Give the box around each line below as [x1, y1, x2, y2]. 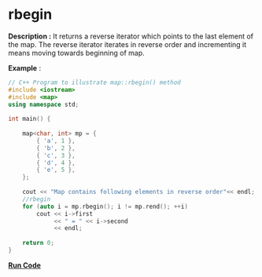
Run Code [8, 261, 42, 270]
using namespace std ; [8, 100, 79, 108]
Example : [8, 63, 42, 72]
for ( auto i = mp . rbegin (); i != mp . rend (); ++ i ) [22, 202, 189, 210]
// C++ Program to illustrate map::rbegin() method [8, 78, 181, 86]
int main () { [8, 115, 51, 123]
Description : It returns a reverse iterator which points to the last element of [8, 31, 254, 41]
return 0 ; [22, 239, 55, 247]
